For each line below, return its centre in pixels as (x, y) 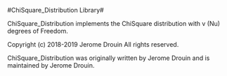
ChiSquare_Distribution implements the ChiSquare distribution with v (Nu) (113, 23)
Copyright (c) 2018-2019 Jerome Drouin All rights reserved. (93, 44)
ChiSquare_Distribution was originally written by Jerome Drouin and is (109, 58)
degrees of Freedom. (38, 31)
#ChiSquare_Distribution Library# (56, 10)
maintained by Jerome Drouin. (51, 65)
